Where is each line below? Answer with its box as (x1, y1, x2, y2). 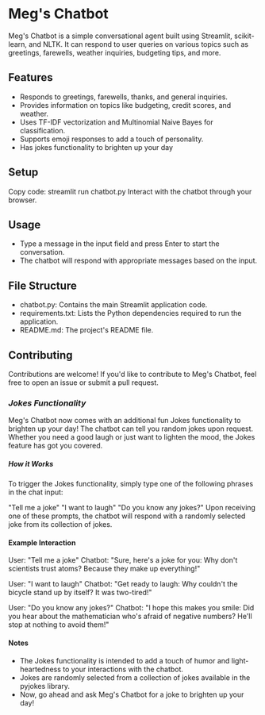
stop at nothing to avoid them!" (8, 620, 109, 629)
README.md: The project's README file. (19, 325, 154, 335)
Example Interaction (8, 537, 76, 548)
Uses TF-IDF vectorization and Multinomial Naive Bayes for (19, 117, 213, 127)
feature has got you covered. (8, 441, 103, 451)
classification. (19, 125, 66, 135)
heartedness (19, 664, 62, 674)
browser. (8, 195, 37, 205)
